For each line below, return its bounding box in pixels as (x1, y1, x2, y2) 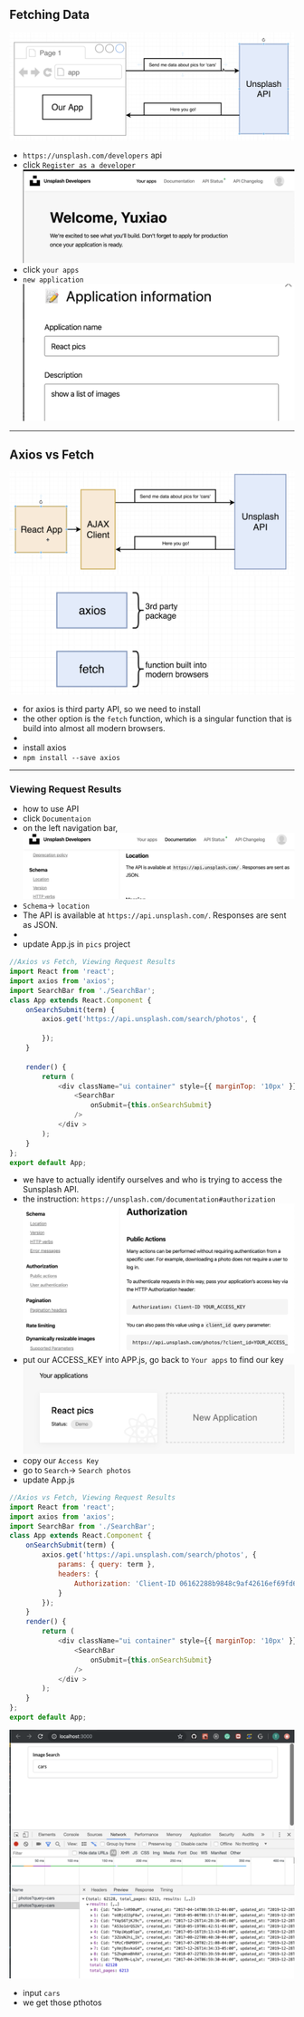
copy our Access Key (22, 1454, 100, 1466)
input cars (22, 1988, 61, 1998)
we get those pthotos (22, 1997, 102, 2008)
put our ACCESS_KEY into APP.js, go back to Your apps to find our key (22, 1355, 284, 1366)
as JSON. (22, 920, 59, 931)
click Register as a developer (22, 159, 136, 170)
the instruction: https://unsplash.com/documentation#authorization (22, 1193, 276, 1204)
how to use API (22, 803, 80, 814)
